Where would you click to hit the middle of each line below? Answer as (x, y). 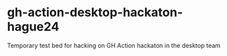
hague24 (33, 27)
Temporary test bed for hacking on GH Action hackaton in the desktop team (114, 45)
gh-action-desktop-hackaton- (95, 12)
